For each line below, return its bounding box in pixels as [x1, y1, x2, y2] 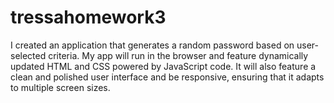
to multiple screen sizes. [10, 81, 111, 93]
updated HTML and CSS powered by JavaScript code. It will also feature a [10, 60, 317, 72]
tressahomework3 [10, 6, 167, 29]
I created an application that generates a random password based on [10, 39, 295, 51]
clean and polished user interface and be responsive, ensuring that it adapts [10, 71, 325, 83]
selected [10, 49, 47, 61]
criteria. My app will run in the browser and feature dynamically [48, 49, 309, 61]
